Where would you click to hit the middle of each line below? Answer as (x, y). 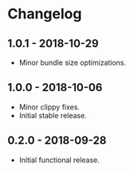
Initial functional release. (59, 160)
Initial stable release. (53, 115)
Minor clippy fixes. (49, 107)
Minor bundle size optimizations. (73, 62)
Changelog (45, 14)
